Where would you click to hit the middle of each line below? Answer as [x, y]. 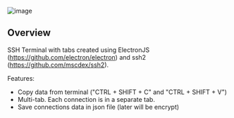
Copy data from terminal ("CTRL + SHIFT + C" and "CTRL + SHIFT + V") [122, 92]
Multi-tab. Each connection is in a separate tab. [86, 99]
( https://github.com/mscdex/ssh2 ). [58, 65]
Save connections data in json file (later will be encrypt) [98, 107]
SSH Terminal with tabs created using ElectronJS [79, 50]
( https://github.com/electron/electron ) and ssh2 [77, 57]
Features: [21, 78]
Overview [29, 33]
